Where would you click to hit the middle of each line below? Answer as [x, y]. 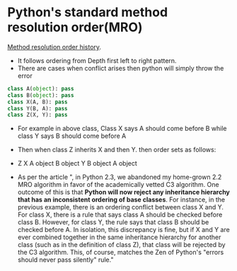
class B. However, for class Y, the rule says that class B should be [113, 222]
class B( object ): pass [41, 95]
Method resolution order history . [54, 47]
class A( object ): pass [41, 88]
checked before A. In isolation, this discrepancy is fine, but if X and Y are [123, 230]
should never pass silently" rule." [65, 260]
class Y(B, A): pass [38, 108]
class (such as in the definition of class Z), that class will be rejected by [121, 245]
